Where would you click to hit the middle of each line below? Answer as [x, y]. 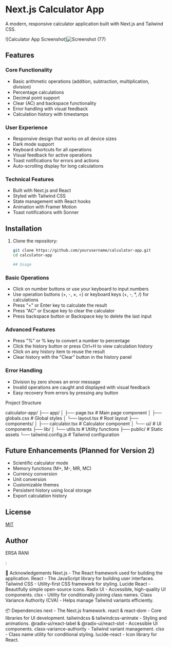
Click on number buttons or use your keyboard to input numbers [81, 289]
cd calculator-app [32, 255]
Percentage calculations [38, 92]
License [18, 512]
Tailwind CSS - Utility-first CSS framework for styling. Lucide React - [78, 584]
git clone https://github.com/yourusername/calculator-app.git [82, 251]
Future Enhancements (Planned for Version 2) [80, 451]
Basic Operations [27, 277]
